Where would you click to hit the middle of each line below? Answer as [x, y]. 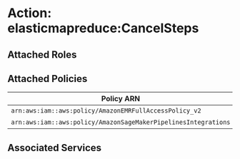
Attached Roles [42, 55]
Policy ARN [121, 99]
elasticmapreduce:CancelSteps [103, 28]
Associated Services [55, 148]
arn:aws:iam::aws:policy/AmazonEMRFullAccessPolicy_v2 [106, 111]
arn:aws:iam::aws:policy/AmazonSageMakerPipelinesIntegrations [121, 122]
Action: [30, 13]
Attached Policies [47, 79]
